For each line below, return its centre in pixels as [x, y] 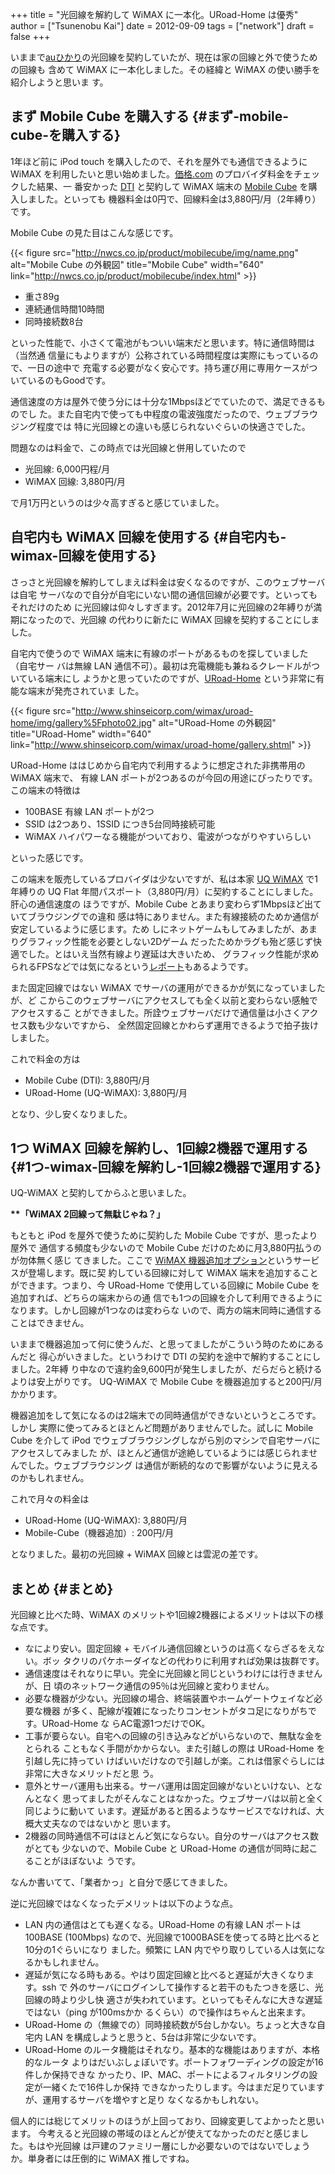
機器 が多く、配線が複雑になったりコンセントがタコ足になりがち [175, 1711]
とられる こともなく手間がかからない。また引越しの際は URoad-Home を [175, 1749]
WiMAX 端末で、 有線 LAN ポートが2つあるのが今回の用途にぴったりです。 [164, 777]
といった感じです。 [49, 857]
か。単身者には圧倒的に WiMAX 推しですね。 [102, 2159]
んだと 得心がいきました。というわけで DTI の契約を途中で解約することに [161, 1357]
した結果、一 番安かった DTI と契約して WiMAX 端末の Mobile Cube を [163, 186]
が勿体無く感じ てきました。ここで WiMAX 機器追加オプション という [152, 1260]
